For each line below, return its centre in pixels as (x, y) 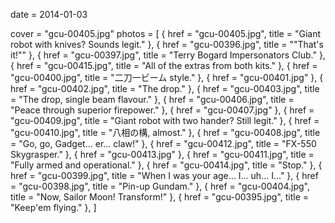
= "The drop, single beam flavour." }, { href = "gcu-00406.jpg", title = (152, 99)
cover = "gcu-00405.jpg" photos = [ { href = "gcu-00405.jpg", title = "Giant (165, 33)
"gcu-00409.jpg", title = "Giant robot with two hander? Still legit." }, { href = (165, 120)
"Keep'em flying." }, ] (53, 207)
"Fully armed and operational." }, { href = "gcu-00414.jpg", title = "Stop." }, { (166, 165)
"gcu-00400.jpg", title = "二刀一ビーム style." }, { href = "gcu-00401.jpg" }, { (167, 77)
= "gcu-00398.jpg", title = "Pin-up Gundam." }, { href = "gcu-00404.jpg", (160, 186)
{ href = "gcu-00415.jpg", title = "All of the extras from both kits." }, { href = (164, 65)
